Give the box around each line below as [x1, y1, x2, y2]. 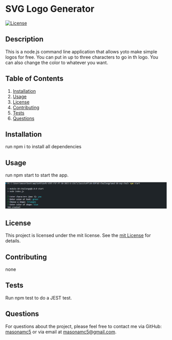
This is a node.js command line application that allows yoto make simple [5, 48, 158, 54]
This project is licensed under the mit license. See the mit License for [5, 232, 151, 238]
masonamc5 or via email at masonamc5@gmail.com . [5, 329, 117, 335]
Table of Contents [5, 74, 64, 83]
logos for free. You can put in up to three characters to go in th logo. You [5, 54, 159, 60]
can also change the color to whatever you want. [5, 59, 109, 66]
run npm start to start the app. [5, 172, 69, 178]
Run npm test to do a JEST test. [5, 294, 72, 301]
